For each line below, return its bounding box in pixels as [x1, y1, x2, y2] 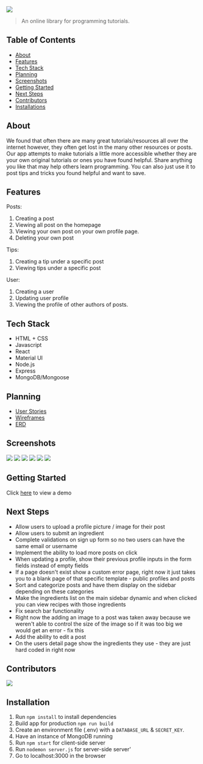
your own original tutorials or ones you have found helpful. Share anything [6, 156, 193, 163]
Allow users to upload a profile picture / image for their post [15, 523, 166, 530]
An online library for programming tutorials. [21, 18, 130, 24]
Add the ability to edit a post [15, 633, 87, 640]
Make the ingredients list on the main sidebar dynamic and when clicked [15, 594, 197, 601]
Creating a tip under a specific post [15, 258, 104, 265]
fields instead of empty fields [15, 562, 89, 569]
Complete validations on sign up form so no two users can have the [15, 536, 185, 543]
